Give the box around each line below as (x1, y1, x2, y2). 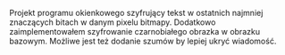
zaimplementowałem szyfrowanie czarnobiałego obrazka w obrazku (9, 27, 261, 36)
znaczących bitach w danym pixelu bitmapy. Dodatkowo (9, 17, 216, 27)
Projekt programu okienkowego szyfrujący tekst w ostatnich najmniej (9, 8, 264, 18)
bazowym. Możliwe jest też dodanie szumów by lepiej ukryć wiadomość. (9, 35, 277, 46)
